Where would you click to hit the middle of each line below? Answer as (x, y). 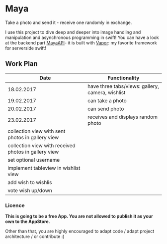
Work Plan (22, 64)
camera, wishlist (107, 92)
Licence (15, 205)
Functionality (124, 78)
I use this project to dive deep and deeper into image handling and (73, 32)
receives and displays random (123, 117)
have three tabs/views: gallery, (124, 86)
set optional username (34, 160)
